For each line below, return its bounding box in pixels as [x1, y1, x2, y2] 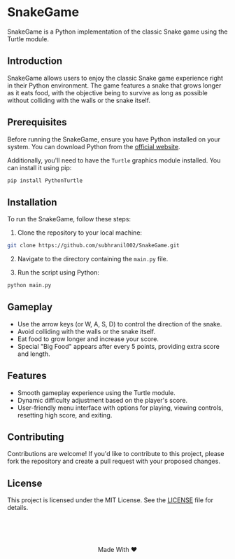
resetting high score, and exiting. [17, 410, 113, 419]
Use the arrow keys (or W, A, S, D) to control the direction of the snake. [17, 319, 222, 328]
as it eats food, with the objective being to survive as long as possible [7, 88, 208, 97]
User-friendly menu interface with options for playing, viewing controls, [17, 403, 224, 412]
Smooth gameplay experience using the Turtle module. [17, 388, 176, 396]
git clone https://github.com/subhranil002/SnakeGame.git [7, 242, 180, 249]
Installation [7, 196, 57, 208]
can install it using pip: [7, 163, 72, 172]
